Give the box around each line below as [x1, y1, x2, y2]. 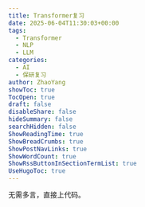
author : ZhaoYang [8, 78, 66, 86]
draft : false [8, 100, 52, 108]
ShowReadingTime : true [8, 130, 84, 138]
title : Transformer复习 [8, 11, 85, 20]
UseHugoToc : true [8, 167, 66, 175]
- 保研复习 [15, 71, 47, 79]
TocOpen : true [8, 93, 56, 101]
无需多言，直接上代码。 [8, 190, 85, 199]
